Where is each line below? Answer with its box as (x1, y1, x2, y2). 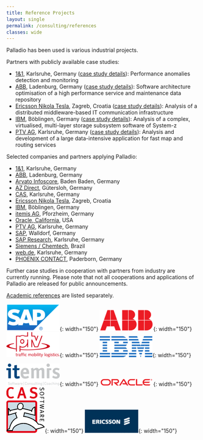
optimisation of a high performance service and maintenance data (15, 89, 182, 97)
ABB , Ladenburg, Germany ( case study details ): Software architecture (15, 83, 191, 91)
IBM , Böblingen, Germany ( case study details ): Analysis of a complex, (15, 116, 190, 123)
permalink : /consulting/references (6, 23, 97, 29)
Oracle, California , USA (15, 217, 74, 224)
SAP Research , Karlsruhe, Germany (15, 236, 105, 243)
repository (15, 96, 41, 103)
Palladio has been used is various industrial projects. (6, 46, 138, 54)
